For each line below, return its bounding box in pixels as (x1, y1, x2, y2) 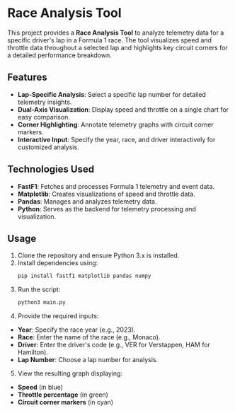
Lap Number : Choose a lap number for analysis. (17, 356, 158, 364)
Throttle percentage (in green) (17, 390, 108, 399)
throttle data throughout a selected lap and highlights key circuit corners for (7, 43, 228, 52)
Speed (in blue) (17, 383, 64, 392)
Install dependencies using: (17, 259, 98, 267)
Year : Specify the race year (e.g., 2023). (17, 325, 136, 334)
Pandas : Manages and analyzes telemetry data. (17, 197, 157, 206)
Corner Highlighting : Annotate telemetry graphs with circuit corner (17, 120, 214, 129)
